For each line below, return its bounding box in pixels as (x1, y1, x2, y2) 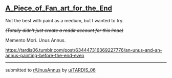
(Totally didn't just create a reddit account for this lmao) (5, 27, 124, 33)
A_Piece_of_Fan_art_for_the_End (5, 4, 113, 13)
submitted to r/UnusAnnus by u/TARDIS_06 (5, 67, 96, 73)
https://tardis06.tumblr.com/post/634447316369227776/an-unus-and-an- (5, 47, 162, 53)
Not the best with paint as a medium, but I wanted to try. (5, 17, 124, 23)
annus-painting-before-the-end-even (5, 52, 84, 58)
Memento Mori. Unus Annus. (5, 37, 66, 43)
